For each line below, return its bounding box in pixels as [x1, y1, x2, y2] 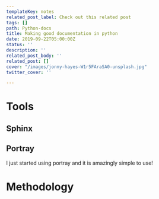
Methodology [6, 180, 74, 193]
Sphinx [6, 123, 33, 133]
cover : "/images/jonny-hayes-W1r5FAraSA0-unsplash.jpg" [6, 63, 147, 70]
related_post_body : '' [6, 53, 62, 59]
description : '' [6, 47, 46, 53]
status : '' [6, 42, 33, 48]
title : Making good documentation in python [6, 31, 118, 37]
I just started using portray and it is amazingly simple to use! [6, 159, 153, 166]
